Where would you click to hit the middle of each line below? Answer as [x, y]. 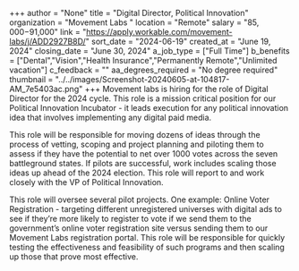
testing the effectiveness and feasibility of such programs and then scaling [147, 247]
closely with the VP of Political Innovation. [86, 182]
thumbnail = [31, 79]
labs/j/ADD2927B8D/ [48, 41]
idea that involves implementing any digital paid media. [111, 117]
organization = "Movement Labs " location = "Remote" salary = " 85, [134, 22]
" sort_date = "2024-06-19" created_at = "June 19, [178, 41]
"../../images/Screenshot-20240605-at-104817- [142, 79]
